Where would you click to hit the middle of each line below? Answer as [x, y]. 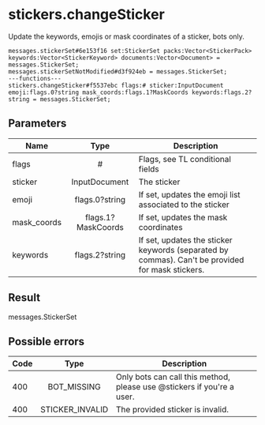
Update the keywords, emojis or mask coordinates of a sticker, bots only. [126, 36]
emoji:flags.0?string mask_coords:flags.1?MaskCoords [99, 92]
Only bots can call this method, [173, 377]
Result [24, 298]
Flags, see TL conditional [185, 159]
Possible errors [47, 341]
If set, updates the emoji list [189, 194]
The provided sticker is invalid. [172, 410]
